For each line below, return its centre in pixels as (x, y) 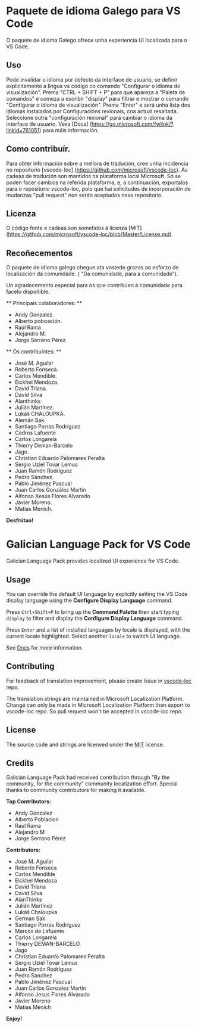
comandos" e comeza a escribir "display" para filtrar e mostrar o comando (98, 98)
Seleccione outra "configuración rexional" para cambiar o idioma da (89, 117)
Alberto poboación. (38, 321)
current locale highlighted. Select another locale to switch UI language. (94, 636)
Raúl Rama (28, 327)
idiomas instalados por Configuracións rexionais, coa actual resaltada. (92, 111)
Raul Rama (28, 826)
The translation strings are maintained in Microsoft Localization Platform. (95, 698)
